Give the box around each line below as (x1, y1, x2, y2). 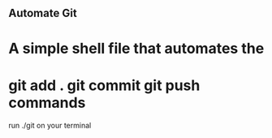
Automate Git (8, 6, 77, 20)
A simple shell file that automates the (8, 39, 265, 58)
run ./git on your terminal (8, 120, 92, 130)
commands (8, 93, 86, 112)
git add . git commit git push (8, 76, 201, 94)
